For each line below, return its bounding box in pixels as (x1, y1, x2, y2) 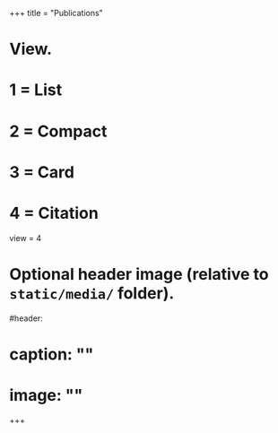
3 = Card (9, 161, 74, 182)
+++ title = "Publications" (9, 8, 103, 18)
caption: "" (9, 344, 94, 364)
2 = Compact (9, 121, 108, 142)
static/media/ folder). (9, 282, 175, 303)
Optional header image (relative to (9, 264, 269, 284)
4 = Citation (9, 203, 99, 223)
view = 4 (9, 232, 42, 243)
